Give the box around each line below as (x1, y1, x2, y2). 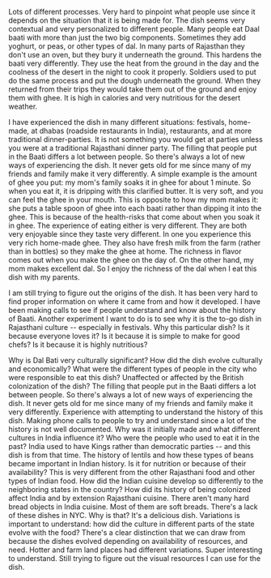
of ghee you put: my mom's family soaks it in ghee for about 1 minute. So (8, 178, 252, 187)
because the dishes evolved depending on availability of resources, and (8, 537, 248, 546)
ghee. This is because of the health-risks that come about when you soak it (8, 212, 260, 221)
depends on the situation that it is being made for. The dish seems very (8, 15, 245, 25)
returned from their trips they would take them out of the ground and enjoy (8, 84, 257, 94)
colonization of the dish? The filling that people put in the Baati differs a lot (8, 381, 256, 391)
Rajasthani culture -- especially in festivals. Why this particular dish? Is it (8, 323, 250, 332)
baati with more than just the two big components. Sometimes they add (8, 32, 247, 42)
